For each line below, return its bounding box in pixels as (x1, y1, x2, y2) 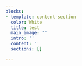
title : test (10, 24, 40, 31)
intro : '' (10, 35, 34, 41)
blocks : (5, 8, 24, 14)
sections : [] (10, 46, 42, 52)
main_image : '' (10, 30, 48, 36)
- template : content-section (5, 14, 76, 20)
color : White (10, 19, 42, 25)
